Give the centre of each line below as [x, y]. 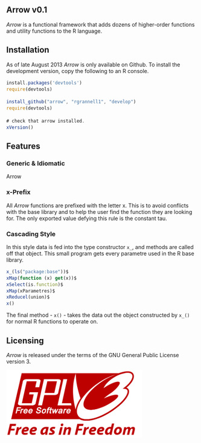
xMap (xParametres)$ [31, 291]
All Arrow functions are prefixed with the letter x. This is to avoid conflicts [97, 205]
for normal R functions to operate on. [52, 322]
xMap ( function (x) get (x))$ [42, 278]
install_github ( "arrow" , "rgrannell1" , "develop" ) [71, 102]
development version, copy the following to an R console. [78, 71]
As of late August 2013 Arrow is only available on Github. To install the [93, 64]
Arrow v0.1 [27, 10]
